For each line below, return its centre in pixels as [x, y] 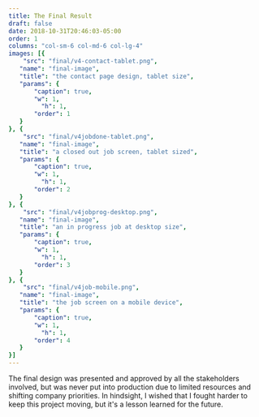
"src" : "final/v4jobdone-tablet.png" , [88, 136]
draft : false [30, 24]
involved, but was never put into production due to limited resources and [130, 387]
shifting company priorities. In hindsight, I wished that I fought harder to [128, 396]
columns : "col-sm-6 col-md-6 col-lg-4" [76, 46]
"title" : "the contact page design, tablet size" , [107, 76]
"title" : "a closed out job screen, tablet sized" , [108, 152]
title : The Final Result [50, 16]
